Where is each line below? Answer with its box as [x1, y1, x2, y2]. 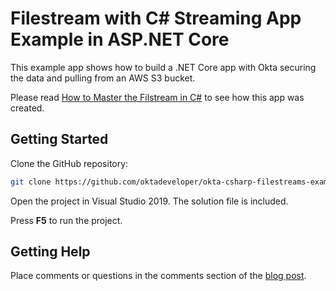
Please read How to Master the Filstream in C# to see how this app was [10, 91, 305, 103]
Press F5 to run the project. [10, 214, 123, 226]
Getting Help [10, 243, 91, 261]
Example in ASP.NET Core [10, 28, 230, 51]
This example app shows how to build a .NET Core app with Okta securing [10, 61, 317, 73]
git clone [10, 177, 52, 187]
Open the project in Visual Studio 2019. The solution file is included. [10, 195, 289, 207]
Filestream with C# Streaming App [10, 7, 302, 30]
